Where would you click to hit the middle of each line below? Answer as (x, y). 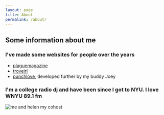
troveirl (20, 71)
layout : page (19, 10)
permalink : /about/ (26, 19)
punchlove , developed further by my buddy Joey (64, 76)
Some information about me (51, 40)
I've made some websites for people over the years (70, 54)
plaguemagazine (30, 66)
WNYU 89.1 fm (24, 96)
